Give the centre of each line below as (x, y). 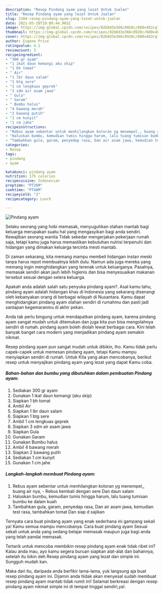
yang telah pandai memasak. (34, 537)
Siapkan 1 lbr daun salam (37, 411)
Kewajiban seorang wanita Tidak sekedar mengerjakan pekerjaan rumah (77, 237)
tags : (11, 154)
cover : (12, 37)
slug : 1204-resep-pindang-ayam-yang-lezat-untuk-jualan (63, 18)
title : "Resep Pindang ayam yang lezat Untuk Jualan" (61, 14)
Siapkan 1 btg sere (31, 416)
